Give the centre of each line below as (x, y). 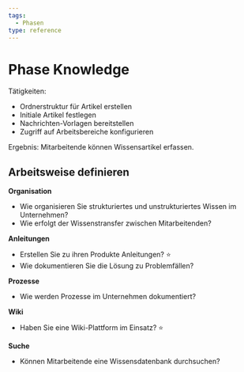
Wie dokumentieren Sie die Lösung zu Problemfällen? (107, 266)
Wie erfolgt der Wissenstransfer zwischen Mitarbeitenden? (115, 223)
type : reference (35, 30)
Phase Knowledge (69, 69)
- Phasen (30, 23)
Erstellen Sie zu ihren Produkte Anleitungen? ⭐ (95, 255)
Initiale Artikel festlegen (58, 115)
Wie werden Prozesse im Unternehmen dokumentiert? (107, 297)
